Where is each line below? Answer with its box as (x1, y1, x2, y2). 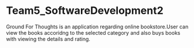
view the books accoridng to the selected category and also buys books (6, 29, 181, 36)
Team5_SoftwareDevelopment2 (6, 4, 164, 17)
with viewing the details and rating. (6, 35, 91, 42)
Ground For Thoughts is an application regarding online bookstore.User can (6, 23, 189, 30)
